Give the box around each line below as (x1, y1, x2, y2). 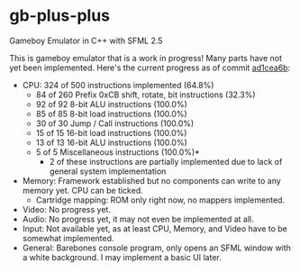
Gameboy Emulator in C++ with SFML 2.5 (9, 35, 163, 46)
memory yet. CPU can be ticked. (22, 185, 143, 195)
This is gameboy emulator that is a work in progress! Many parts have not (9, 52, 282, 63)
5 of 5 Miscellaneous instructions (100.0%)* (35, 146, 200, 158)
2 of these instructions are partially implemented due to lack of (49, 156, 283, 167)
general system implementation (49, 166, 167, 177)
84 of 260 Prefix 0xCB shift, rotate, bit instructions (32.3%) (35, 89, 256, 100)
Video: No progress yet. (22, 204, 111, 214)
